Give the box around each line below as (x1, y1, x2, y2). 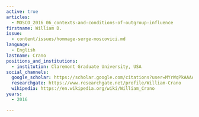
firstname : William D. (6, 25, 62, 31)
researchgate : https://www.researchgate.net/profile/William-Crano (11, 80, 182, 86)
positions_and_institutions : (6, 58, 78, 64)
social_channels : (6, 69, 49, 75)
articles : (6, 14, 31, 20)
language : (6, 42, 31, 48)
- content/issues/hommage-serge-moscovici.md (11, 36, 126, 42)
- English (11, 47, 36, 53)
